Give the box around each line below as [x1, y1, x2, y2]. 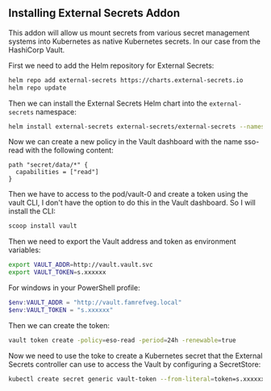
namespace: [35, 106, 77, 116]
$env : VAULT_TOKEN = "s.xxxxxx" [8, 306, 114, 314]
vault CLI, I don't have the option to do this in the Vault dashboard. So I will [8, 198, 256, 208]
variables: [8, 245, 41, 255]
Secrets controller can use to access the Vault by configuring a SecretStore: [8, 359, 261, 369]
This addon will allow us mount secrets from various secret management [8, 27, 250, 37]
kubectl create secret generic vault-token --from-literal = [8, 375, 215, 383]
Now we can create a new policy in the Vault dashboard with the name [8, 137, 243, 147]
